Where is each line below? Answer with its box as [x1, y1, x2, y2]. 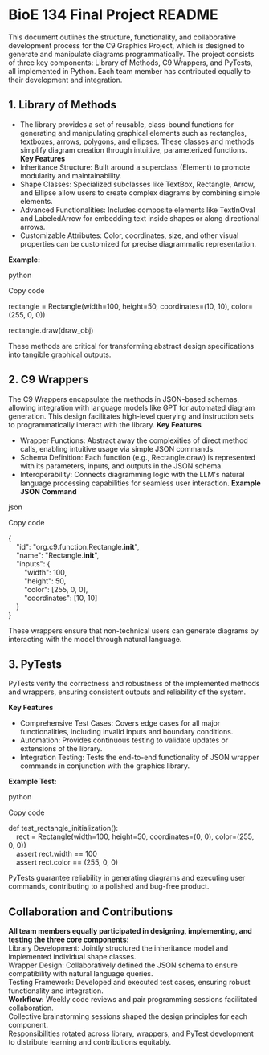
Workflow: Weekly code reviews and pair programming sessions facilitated [8, 995, 258, 1004]
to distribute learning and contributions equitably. [8, 1037, 172, 1047]
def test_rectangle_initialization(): [8, 824, 119, 833]
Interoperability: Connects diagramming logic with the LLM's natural [19, 469, 245, 479]
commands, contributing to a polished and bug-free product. [8, 881, 210, 891]
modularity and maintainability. [19, 170, 122, 180]
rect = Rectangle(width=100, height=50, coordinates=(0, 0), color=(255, [15, 832, 255, 841]
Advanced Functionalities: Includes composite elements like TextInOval [19, 205, 255, 215]
